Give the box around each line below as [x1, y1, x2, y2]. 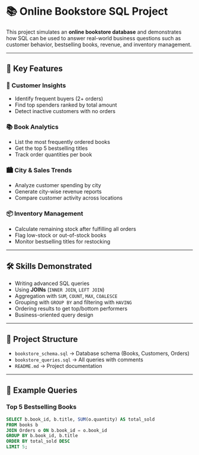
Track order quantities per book [14, 150, 92, 158]
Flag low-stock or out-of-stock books [14, 232, 107, 239]
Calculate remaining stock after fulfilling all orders [14, 225, 136, 232]
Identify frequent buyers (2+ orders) [14, 95, 104, 102]
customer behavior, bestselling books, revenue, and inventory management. [6, 41, 192, 48]
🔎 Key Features [6, 63, 63, 74]
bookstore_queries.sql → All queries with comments [14, 356, 143, 363]
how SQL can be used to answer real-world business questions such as [6, 34, 181, 41]
